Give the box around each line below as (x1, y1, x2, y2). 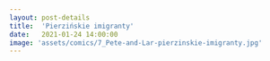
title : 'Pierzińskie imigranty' (9, 22, 135, 30)
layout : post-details (9, 13, 91, 22)
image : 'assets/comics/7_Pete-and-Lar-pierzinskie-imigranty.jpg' (9, 38, 263, 48)
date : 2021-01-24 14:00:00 (9, 30, 118, 39)
